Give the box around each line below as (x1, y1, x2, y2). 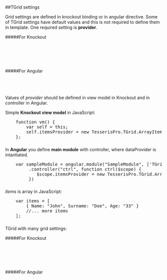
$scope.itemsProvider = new (36, 171, 105, 177)
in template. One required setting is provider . (5, 24, 98, 30)
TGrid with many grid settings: (5, 225, 67, 231)
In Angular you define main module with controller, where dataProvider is (5, 146, 157, 152)
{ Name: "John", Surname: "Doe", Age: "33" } (26, 203, 139, 209)
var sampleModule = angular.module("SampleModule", (15, 161, 144, 167)
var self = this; (26, 124, 69, 130)
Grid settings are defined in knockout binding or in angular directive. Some (5, 14, 158, 19)
